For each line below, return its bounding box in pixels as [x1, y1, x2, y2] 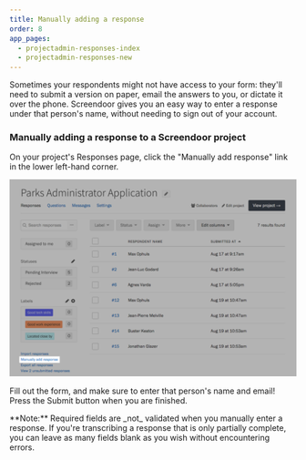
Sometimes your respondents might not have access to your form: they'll [9, 79, 282, 90]
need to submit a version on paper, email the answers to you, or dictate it [9, 89, 283, 100]
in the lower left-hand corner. [9, 161, 119, 172]
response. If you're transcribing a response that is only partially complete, [9, 422, 287, 433]
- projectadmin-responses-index [17, 44, 141, 53]
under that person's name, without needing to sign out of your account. [9, 108, 278, 119]
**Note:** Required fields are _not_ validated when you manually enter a [9, 413, 283, 424]
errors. [9, 442, 35, 453]
